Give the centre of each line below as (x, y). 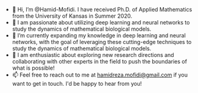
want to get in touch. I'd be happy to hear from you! (77, 84)
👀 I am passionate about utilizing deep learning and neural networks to (101, 22)
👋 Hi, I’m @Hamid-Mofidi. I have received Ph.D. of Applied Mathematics (102, 9)
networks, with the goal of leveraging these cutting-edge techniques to (102, 42)
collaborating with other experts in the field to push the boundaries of (100, 61)
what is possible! (33, 68)
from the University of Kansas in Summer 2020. (72, 16)
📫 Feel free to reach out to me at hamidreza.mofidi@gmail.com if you (100, 75)
